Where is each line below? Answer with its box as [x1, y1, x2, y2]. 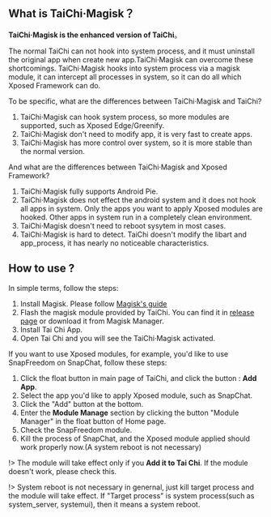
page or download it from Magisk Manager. [19, 316, 164, 326]
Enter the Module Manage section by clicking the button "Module [19, 408, 239, 417]
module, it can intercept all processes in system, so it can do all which [8, 71, 242, 82]
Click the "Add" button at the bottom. [19, 399, 144, 408]
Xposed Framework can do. [8, 80, 101, 90]
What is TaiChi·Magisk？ [8, 6, 135, 21]
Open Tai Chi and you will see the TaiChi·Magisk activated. [19, 333, 216, 343]
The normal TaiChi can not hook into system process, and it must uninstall [8, 46, 255, 56]
